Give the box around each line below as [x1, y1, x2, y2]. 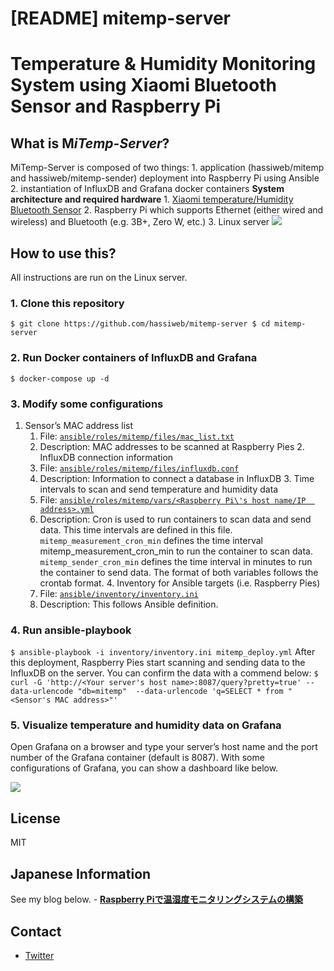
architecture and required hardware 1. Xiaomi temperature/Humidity [10, 193, 294, 206]
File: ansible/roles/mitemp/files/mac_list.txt [39, 430, 235, 442]
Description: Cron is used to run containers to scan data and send [39, 513, 312, 525]
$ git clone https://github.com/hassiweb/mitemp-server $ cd [10, 319, 271, 329]
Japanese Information [10, 865, 152, 882]
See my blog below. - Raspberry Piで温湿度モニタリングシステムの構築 [10, 893, 304, 906]
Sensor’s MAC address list [24, 419, 134, 431]
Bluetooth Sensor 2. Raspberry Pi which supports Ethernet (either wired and [10, 204, 324, 216]
